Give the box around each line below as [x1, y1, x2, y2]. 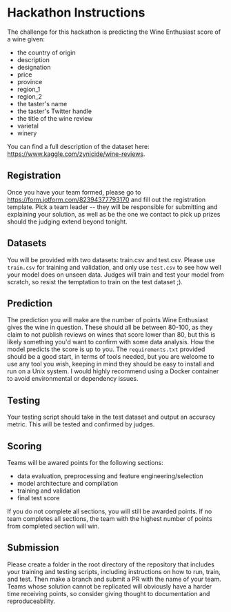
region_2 [17, 92, 43, 101]
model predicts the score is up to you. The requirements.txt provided [7, 345, 205, 353]
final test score [17, 494, 60, 502]
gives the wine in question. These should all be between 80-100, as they [7, 323, 213, 332]
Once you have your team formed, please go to [7, 188, 141, 196]
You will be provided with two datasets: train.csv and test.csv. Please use [7, 255, 216, 264]
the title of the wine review [17, 114, 93, 122]
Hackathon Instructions [7, 5, 145, 21]
